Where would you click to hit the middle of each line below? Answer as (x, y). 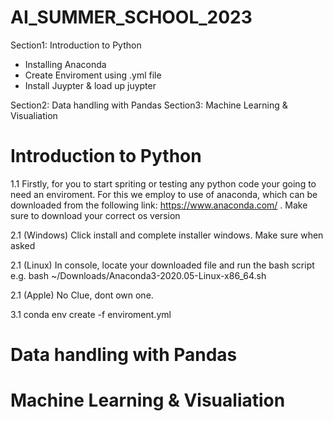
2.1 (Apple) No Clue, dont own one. (82, 295)
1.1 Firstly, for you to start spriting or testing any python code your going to (163, 183)
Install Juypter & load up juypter (90, 85)
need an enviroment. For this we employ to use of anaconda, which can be (164, 194)
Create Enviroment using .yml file (93, 75)
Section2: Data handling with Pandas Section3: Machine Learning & (149, 105)
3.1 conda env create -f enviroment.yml (91, 314)
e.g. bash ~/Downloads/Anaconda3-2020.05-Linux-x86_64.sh (138, 275)
